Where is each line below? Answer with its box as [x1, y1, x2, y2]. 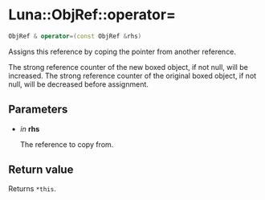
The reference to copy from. [19, 139, 114, 149]
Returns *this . [8, 184, 56, 194]
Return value [8, 163, 74, 177]
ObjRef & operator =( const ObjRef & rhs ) [8, 32, 142, 40]
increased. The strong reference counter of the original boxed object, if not [8, 71, 257, 80]
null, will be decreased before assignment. [8, 79, 149, 89]
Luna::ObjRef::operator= [8, 6, 177, 24]
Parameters [8, 103, 68, 116]
